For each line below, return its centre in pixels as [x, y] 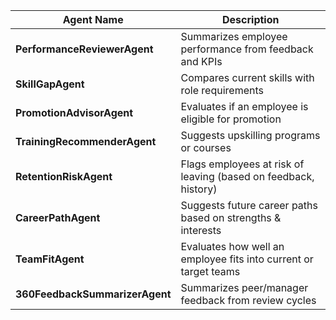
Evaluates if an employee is [244, 106]
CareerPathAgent [58, 217]
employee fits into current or [247, 259]
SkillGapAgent [50, 84]
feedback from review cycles [248, 300]
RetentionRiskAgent [64, 176]
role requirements [222, 90]
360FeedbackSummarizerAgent [93, 294]
